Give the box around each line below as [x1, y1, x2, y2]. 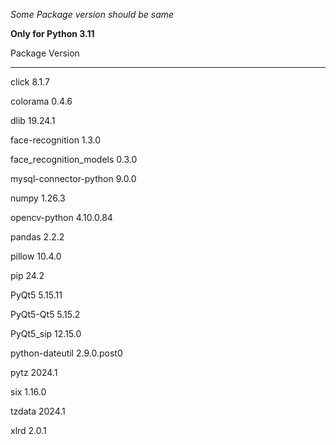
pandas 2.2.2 [10, 231, 65, 243]
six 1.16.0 [10, 386, 47, 398]
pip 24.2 [10, 270, 45, 281]
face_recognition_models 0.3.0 [10, 154, 138, 165]
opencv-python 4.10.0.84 [10, 212, 113, 223]
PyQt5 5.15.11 [10, 289, 63, 301]
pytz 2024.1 [10, 367, 58, 378]
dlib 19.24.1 [10, 115, 56, 126]
